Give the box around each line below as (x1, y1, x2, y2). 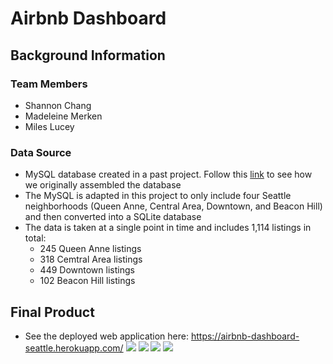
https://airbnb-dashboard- (190, 330, 300, 342)
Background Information (10, 47, 166, 64)
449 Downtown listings (39, 264, 135, 276)
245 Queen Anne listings (39, 243, 142, 255)
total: (24, 232, 47, 244)
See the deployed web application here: (24, 330, 189, 342)
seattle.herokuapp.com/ (24, 342, 124, 354)
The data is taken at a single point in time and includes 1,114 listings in (24, 222, 312, 234)
